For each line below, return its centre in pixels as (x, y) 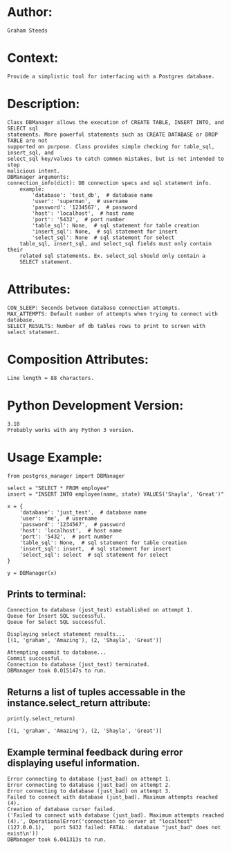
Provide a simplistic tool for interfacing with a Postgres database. (111, 76)
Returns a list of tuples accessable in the (96, 692)
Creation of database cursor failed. (62, 809)
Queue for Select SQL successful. (57, 622)
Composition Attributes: (78, 359)
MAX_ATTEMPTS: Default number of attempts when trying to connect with (112, 314)
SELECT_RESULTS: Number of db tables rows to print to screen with (107, 326)
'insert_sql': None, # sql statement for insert (105, 232)
